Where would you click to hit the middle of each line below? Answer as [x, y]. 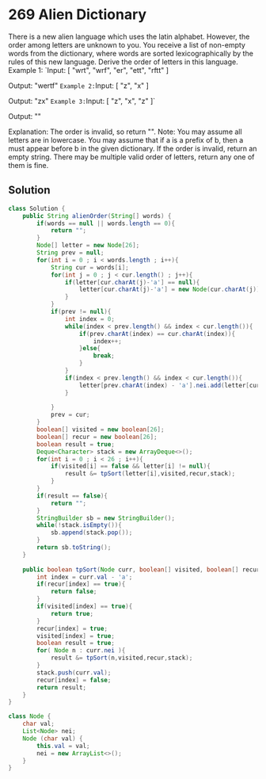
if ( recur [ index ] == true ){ [81, 584]
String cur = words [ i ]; [89, 267]
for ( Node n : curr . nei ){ [81, 651]
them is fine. [28, 165]
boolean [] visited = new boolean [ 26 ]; [101, 430]
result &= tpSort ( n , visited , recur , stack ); [122, 658]
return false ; [74, 592]
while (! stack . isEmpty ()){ [80, 525]
